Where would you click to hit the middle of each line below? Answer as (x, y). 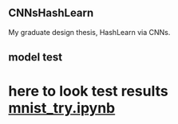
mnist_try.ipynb (62, 108)
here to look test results (89, 91)
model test (35, 58)
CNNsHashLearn (51, 13)
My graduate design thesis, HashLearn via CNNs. (89, 32)
